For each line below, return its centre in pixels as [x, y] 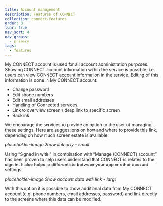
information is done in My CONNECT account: [51, 80]
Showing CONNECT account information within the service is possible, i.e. [80, 69]
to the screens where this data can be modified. [53, 199]
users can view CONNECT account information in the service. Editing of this [82, 75]
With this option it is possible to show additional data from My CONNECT [79, 188]
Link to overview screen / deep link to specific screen [66, 110]
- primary [19, 41]
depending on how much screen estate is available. [57, 135]
